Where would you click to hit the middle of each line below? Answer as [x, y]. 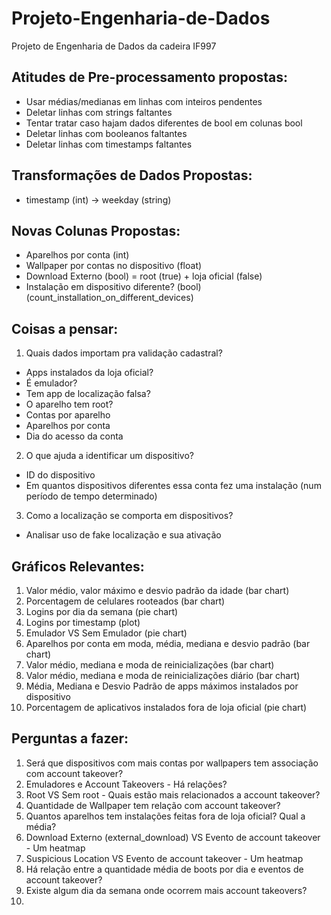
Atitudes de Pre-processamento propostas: [150, 77]
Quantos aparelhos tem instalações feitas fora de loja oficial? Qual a [165, 816]
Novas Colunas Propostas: [96, 230]
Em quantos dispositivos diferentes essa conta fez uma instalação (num [173, 486]
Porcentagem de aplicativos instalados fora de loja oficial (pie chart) [166, 707]
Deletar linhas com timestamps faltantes [109, 144]
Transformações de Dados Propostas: [132, 175]
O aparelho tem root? [69, 404]
